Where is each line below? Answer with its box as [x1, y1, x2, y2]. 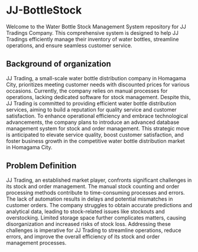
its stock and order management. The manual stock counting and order [6, 182, 180, 189]
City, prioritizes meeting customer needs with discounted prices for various [6, 81, 190, 88]
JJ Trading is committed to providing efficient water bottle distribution [6, 100, 176, 107]
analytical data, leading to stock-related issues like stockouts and [6, 208, 165, 215]
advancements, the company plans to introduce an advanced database [6, 119, 180, 126]
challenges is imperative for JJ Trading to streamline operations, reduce [6, 227, 181, 234]
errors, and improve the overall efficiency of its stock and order [6, 233, 160, 240]
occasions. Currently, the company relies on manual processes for [6, 87, 168, 94]
